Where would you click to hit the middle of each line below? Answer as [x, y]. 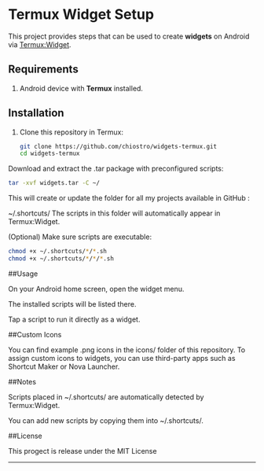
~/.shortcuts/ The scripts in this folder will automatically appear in [114, 213]
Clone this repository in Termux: [71, 132]
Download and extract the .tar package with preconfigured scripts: [116, 169]
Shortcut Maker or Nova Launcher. [64, 366]
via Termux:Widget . [40, 44]
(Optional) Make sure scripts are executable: [80, 237]
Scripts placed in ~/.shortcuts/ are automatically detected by [106, 397]
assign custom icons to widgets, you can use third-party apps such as [122, 358]
